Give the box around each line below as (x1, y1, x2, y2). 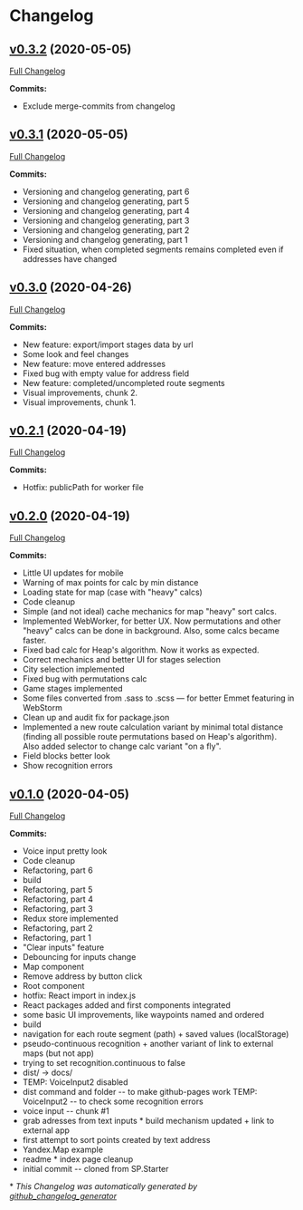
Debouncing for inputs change (22, 952, 137, 963)
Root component (22, 981, 85, 992)
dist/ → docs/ (22, 1067, 73, 1079)
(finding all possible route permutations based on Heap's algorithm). (22, 731, 278, 742)
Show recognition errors (22, 760, 113, 771)
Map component (22, 962, 84, 973)
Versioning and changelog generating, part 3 (22, 215, 190, 226)
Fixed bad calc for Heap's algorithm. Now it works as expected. (22, 644, 260, 655)
